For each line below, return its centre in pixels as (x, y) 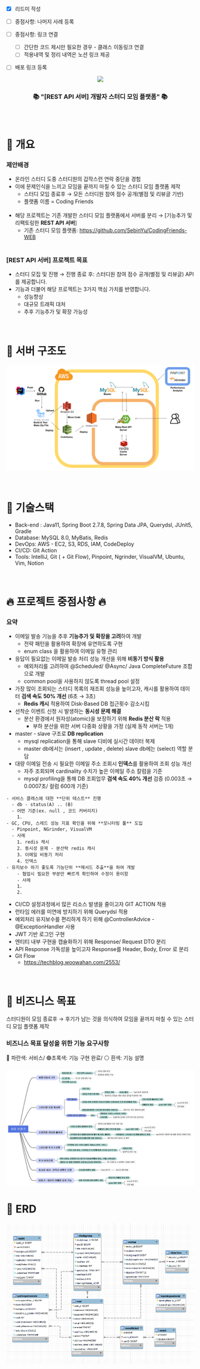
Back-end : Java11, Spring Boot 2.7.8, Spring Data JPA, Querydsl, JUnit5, (104, 525)
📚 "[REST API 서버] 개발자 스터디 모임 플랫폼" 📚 (100, 97)
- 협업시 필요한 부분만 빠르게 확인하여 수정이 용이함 (73, 874)
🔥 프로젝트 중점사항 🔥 (56, 602)
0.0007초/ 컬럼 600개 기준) (56, 786)
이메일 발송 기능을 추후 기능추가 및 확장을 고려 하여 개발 (78, 636)
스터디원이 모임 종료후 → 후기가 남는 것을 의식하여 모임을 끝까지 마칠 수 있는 (95, 1019)
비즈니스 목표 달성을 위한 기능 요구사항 (58, 1043)
